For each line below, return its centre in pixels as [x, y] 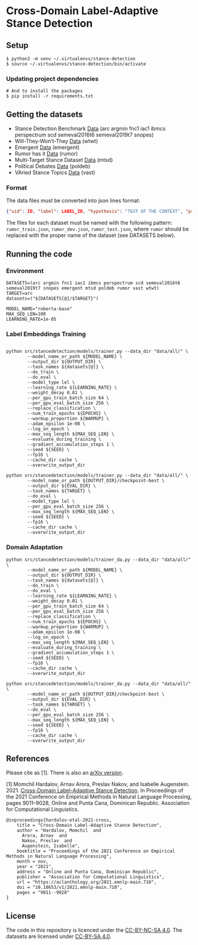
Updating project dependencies [52, 79]
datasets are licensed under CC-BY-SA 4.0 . [59, 936]
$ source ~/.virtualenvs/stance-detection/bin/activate [76, 64]
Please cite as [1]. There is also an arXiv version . [65, 773]
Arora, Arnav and [44, 836]
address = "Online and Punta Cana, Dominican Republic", [88, 872]
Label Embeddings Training [46, 334]
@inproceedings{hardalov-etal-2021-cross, [59, 820]
